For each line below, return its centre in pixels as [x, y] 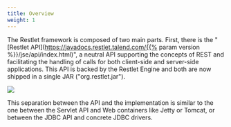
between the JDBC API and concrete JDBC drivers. [80, 117]
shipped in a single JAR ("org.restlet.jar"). [66, 76]
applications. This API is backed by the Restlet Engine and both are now [109, 69]
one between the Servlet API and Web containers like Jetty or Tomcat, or [111, 110]
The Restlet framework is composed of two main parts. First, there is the [110, 39]
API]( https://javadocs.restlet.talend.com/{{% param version [115, 47]
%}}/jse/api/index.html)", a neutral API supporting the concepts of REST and [116, 54]
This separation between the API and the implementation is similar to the [110, 102]
